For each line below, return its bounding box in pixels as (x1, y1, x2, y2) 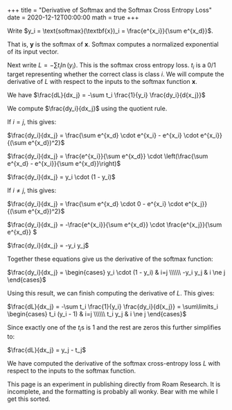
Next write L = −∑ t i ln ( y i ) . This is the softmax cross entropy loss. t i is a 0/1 (7, 61, 216, 71)
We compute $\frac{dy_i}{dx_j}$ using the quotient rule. (7, 104, 168, 112)
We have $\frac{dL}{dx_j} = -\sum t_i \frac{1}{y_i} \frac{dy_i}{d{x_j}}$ (7, 90, 206, 99)
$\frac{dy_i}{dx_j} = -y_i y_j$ (7, 241, 89, 249)
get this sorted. (7, 395, 51, 403)
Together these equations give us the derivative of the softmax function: (7, 255, 213, 263)
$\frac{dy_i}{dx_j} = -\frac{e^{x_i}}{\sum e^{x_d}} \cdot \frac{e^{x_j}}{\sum (7, 220, 222, 228)
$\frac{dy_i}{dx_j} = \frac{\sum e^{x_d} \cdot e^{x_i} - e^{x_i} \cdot (7, 131, 199, 139)
